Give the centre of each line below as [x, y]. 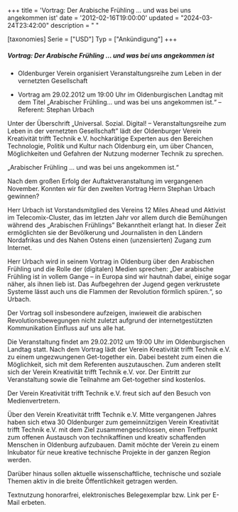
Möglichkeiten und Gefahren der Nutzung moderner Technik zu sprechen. [115, 153]
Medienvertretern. [34, 401]
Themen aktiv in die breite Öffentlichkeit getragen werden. [93, 481]
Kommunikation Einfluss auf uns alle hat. [67, 328]
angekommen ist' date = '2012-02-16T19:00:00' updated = [93, 18]
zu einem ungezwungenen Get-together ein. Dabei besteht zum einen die [115, 356]
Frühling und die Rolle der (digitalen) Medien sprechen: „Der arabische [110, 268]
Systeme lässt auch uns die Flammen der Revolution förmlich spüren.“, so [115, 291]
